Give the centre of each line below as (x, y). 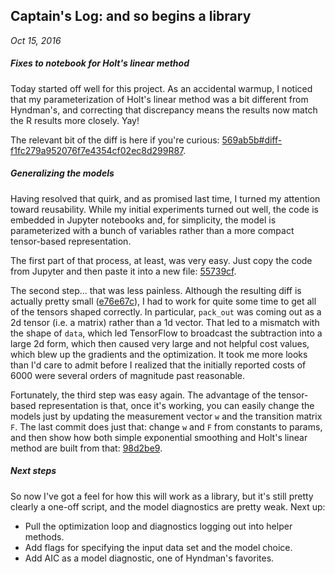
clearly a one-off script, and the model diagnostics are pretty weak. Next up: (168, 506)
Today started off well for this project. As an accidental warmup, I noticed (161, 88)
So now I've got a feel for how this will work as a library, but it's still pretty (162, 496)
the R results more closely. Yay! (75, 120)
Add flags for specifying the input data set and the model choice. (158, 547)
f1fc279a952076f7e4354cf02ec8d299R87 (97, 150)
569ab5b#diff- (252, 140)
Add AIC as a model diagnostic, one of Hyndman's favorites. (149, 558)
